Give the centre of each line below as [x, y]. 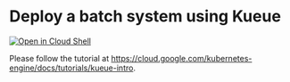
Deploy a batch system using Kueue [145, 16]
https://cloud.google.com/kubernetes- [182, 58]
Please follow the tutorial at [59, 58]
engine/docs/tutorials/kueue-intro [71, 68]
